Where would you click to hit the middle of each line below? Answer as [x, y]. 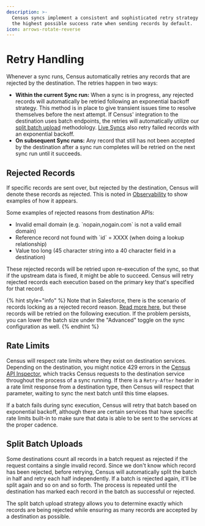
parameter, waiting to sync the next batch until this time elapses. [88, 393]
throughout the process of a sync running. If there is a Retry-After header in [103, 380]
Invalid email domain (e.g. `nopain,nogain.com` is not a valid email [98, 224]
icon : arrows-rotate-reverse [43, 29]
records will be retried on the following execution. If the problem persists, [99, 313]
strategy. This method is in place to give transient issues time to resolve [106, 108]
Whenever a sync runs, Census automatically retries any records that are [98, 77]
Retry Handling [45, 60]
